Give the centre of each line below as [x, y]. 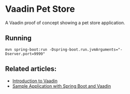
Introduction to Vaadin [35, 81]
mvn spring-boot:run [26, 49]
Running [19, 38]
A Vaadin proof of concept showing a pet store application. [65, 23]
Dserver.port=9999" [25, 54]
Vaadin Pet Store [40, 9]
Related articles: [31, 69]
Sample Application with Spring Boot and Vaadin [62, 86]
